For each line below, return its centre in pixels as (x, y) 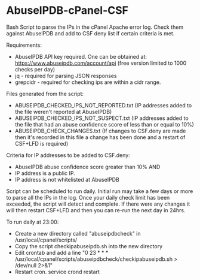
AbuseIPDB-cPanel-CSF (67, 10)
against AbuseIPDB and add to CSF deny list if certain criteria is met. (90, 33)
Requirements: (24, 45)
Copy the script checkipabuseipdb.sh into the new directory (89, 246)
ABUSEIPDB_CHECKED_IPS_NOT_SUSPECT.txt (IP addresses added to (102, 118)
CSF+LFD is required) (41, 143)
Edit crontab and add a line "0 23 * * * (61, 252)
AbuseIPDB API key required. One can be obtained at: (81, 56)
